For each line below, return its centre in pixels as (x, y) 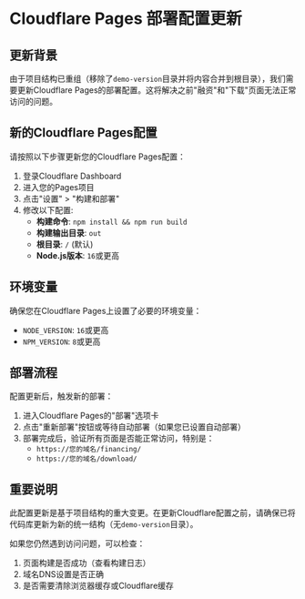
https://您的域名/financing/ (89, 450)
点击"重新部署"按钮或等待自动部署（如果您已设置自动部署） (134, 427)
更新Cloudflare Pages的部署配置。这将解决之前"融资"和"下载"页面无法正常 (157, 90)
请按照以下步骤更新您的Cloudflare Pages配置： (98, 157)
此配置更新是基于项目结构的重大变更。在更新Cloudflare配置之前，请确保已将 (152, 513)
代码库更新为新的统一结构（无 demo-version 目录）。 (104, 524)
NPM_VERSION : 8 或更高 (61, 341)
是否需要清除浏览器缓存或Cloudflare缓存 (98, 586)
